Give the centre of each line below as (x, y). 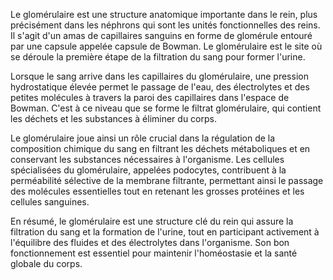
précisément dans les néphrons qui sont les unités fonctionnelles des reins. (165, 25)
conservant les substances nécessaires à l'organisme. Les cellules (147, 159)
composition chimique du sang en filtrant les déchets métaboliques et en (160, 148)
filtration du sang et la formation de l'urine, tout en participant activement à (165, 232)
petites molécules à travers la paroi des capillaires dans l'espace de (150, 97)
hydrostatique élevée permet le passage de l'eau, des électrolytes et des (160, 87)
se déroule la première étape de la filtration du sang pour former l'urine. (158, 57)
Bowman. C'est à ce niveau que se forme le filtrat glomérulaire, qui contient (166, 108)
